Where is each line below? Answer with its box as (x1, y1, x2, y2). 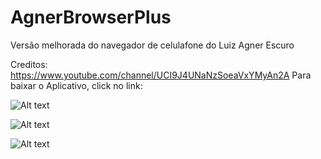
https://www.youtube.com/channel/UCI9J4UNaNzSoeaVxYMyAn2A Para (10, 69, 312, 81)
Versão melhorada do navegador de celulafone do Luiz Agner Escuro (10, 39, 295, 51)
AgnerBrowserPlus (10, 6, 172, 29)
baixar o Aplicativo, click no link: (10, 79, 143, 91)
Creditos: (10, 58, 48, 70)
